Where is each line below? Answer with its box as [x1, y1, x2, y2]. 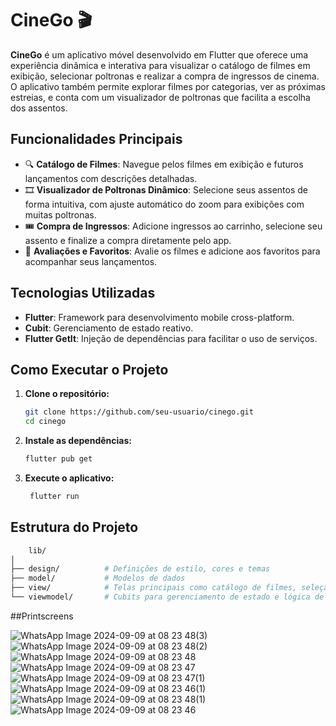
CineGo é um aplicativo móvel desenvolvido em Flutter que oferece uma [10, 48, 309, 61]
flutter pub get [24, 454, 93, 464]
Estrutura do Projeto [10, 519, 139, 536]
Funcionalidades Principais [10, 131, 183, 148]
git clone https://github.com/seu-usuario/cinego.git [24, 407, 254, 417]
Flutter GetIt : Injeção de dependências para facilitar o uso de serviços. [24, 332, 318, 344]
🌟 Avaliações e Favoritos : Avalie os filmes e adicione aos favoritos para [24, 245, 321, 257]
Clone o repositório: [24, 388, 110, 400]
